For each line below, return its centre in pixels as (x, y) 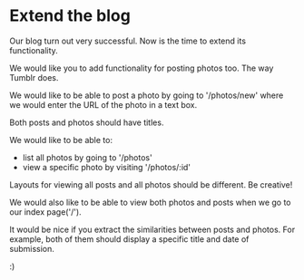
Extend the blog (70, 16)
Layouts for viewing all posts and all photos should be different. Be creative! (151, 184)
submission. (32, 248)
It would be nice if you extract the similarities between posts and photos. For (152, 229)
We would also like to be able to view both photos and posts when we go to (151, 202)
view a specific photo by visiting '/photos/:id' (107, 167)
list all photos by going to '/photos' (87, 157)
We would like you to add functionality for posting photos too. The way (142, 68)
